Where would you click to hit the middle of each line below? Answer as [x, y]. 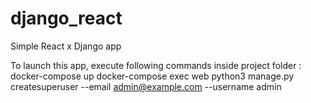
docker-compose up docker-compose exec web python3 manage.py [152, 76]
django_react [66, 18]
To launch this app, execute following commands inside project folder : [156, 65]
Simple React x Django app [66, 46]
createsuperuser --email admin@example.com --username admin [146, 86]
